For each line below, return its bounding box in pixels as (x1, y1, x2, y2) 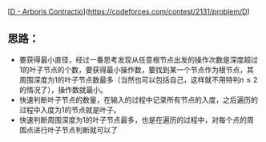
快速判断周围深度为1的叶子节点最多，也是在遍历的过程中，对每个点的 (18, 115, 248, 124)
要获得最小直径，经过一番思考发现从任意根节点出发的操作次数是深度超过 (18, 55, 258, 64)
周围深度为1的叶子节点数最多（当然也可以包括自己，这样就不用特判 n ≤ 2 (18, 75, 258, 84)
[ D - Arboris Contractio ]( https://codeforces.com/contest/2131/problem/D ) (7, 7, 250, 16)
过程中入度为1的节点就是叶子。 (18, 104, 121, 115)
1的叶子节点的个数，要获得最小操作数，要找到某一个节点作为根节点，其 (18, 64, 254, 75)
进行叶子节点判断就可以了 (33, 124, 118, 135)
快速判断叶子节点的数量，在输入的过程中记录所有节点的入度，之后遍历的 (18, 95, 258, 104)
